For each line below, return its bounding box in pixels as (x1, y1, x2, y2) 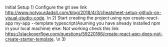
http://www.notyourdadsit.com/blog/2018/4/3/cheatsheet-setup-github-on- (5, 9, 161, 15)
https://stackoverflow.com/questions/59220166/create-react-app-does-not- (5, 31, 163, 36)
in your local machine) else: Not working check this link (5, 25, 119, 31)
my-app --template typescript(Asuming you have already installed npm (14, 20, 161, 26)
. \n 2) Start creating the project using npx (44, 15, 131, 20)
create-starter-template (5, 36, 54, 42)
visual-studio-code (5, 15, 44, 20)
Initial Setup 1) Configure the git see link (5, 4, 87, 10)
